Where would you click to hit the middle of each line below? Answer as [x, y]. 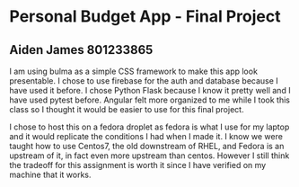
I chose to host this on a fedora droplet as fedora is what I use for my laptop [149, 127]
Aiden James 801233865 [81, 50]
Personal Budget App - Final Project [145, 17]
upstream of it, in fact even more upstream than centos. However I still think [149, 156]
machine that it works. [50, 174]
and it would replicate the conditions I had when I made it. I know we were [146, 136]
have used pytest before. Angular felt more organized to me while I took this [149, 100]
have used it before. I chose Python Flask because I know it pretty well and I [150, 90]
